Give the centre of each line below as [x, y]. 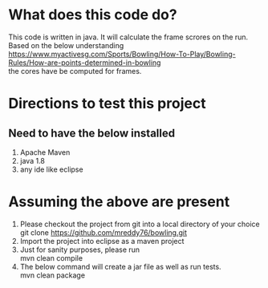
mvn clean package [53, 275]
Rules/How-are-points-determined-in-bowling [85, 63]
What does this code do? [93, 15]
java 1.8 [32, 160]
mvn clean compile [51, 258]
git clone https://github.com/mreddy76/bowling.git [103, 232]
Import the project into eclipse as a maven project [102, 241]
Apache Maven [45, 152]
